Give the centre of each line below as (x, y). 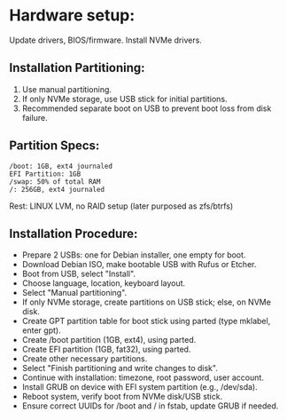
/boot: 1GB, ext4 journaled (61, 166)
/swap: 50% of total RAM (55, 182)
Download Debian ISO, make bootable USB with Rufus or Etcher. (139, 265)
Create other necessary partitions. (85, 359)
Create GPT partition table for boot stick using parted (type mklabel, (146, 321)
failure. (35, 117)
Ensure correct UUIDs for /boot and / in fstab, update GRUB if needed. (150, 406)
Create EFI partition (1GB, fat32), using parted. (106, 349)
